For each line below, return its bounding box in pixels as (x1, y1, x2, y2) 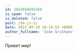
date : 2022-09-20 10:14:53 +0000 (5, 25, 73, 30)
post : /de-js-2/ (5, 20, 38, 26)
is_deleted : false (5, 16, 42, 21)
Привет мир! (5, 43, 31, 48)
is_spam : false (5, 12, 36, 16)
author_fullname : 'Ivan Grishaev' (5, 29, 75, 34)
